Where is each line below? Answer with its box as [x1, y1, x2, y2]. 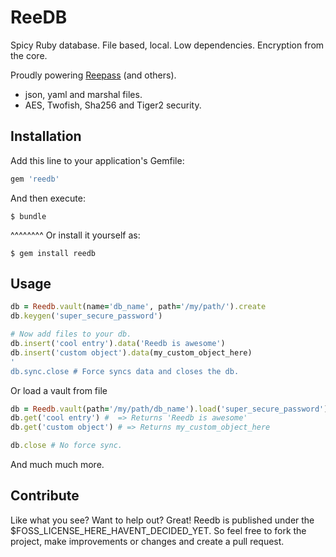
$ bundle [10, 211, 47, 221]
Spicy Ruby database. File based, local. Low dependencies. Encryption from [10, 39, 325, 51]
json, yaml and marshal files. [24, 88, 143, 100]
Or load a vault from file [10, 384, 108, 396]
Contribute [10, 487, 80, 505]
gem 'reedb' [10, 174, 60, 184]
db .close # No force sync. [10, 441, 123, 451]
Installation [10, 128, 82, 145]
